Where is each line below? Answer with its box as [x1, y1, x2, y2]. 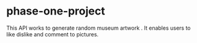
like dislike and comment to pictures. [6, 30, 99, 38]
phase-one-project [6, 4, 105, 18]
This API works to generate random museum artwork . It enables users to [6, 24, 191, 31]
